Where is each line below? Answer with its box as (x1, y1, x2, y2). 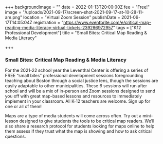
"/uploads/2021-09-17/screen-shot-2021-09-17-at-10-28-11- (22, 9, 144, 15)
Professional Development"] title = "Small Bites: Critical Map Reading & (5, 30, 147, 35)
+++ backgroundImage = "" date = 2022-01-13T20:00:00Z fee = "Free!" (5, 4, 150, 10)
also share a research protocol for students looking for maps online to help (5, 123, 155, 129)
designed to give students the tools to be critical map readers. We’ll (19, 118, 155, 124)
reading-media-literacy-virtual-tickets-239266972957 (5, 25, 113, 31)
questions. (5, 133, 26, 140)
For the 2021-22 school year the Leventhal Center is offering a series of (5, 67, 148, 73)
